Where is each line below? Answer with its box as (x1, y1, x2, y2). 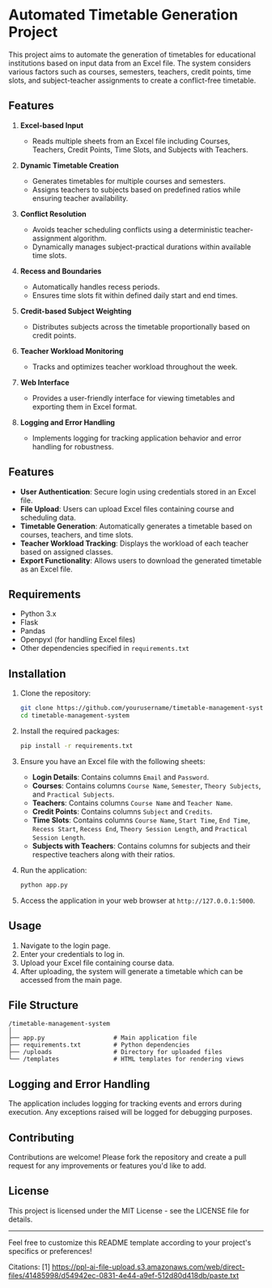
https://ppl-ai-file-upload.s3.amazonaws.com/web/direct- (51, 1261, 245, 1272)
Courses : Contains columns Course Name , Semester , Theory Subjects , (32, 780, 261, 790)
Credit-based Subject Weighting (19, 306, 132, 316)
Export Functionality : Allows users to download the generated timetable (19, 555, 262, 565)
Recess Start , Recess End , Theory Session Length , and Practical (32, 823, 249, 833)
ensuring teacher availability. (32, 193, 129, 203)
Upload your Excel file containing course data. (19, 958, 175, 967)
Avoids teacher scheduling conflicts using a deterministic (32, 224, 223, 234)
